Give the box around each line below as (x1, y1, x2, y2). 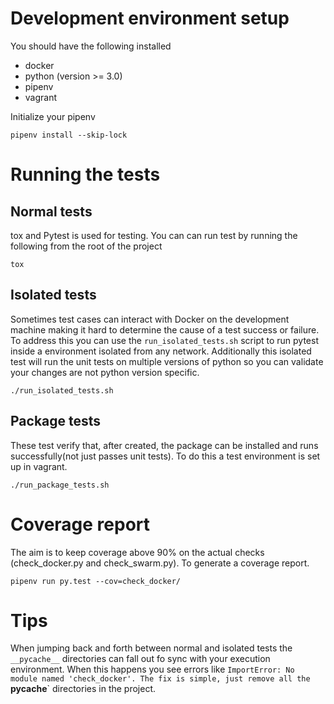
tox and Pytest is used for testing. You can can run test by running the (10, 229, 298, 241)
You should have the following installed (10, 40, 172, 52)
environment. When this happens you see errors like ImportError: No (10, 663, 295, 676)
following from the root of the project (10, 240, 163, 252)
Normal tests (10, 203, 93, 220)
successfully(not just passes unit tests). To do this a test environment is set (10, 450, 321, 462)
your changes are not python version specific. (10, 366, 200, 378)
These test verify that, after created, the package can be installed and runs (10, 439, 319, 451)
